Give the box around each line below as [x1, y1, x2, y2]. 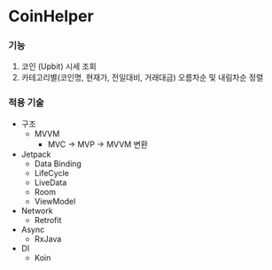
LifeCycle [34, 167, 70, 178]
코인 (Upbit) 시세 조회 [20, 61, 97, 72]
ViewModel [34, 196, 76, 206]
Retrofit [34, 214, 62, 225]
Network [20, 205, 54, 216]
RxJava [34, 233, 62, 244]
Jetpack [20, 149, 51, 159]
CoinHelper [8, 6, 94, 27]
